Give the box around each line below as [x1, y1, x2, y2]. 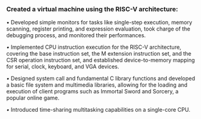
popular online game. [6, 94, 60, 102]
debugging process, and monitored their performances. [6, 32, 146, 39]
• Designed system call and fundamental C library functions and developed [6, 75, 196, 82]
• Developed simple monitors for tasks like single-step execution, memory [6, 19, 192, 26]
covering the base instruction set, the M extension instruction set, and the [6, 50, 192, 57]
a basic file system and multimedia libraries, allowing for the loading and [6, 81, 188, 88]
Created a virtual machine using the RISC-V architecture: [6, 5, 178, 13]
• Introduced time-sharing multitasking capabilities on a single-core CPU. [6, 106, 191, 114]
